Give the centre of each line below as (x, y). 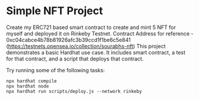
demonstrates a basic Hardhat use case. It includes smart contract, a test (96, 52)
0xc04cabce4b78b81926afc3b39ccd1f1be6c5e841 (68, 40)
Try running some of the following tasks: (56, 70)
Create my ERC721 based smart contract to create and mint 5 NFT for (91, 27)
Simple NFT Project (55, 11)
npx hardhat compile (32, 81)
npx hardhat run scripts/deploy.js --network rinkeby (74, 91)
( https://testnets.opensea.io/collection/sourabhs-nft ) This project (86, 46)
